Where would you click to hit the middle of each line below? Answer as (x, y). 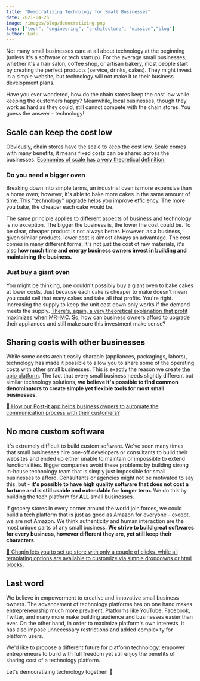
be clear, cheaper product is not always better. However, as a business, (94, 232)
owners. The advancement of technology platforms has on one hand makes (99, 604)
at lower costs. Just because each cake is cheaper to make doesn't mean (97, 291)
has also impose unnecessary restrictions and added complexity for (90, 630)
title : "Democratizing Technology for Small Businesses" (79, 12)
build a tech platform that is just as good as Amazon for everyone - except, (98, 515)
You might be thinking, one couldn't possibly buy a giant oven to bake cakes (100, 285)
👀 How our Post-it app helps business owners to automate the (82, 406)
